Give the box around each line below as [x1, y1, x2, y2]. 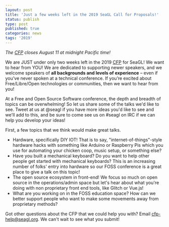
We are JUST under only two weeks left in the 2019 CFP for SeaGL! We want [5, 59, 164, 65]
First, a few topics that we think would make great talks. [5, 127, 121, 133]
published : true [5, 26, 39, 31]
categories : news [5, 31, 42, 36]
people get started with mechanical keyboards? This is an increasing [12, 158, 155, 164]
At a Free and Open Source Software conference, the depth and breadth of [5, 95, 161, 101]
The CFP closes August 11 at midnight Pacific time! [5, 49, 111, 55]
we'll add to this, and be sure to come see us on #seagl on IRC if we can [5, 111, 155, 118]
